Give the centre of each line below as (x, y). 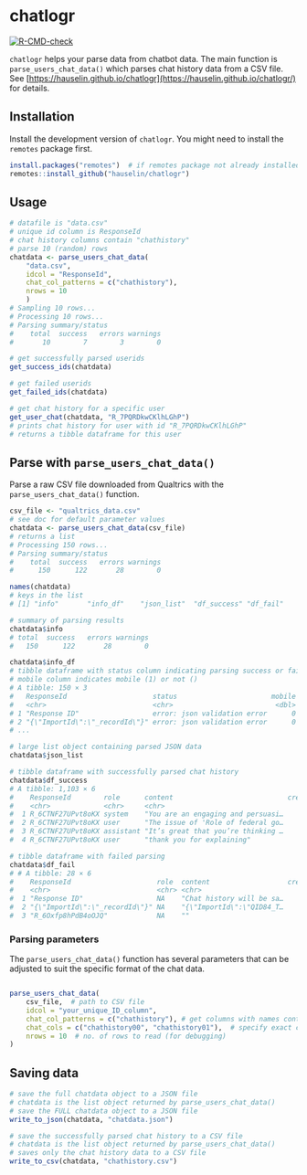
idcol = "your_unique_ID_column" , (91, 1011)
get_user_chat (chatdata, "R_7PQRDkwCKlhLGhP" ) (100, 417)
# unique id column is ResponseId (75, 232)
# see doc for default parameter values (88, 520)
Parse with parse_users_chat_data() (112, 462)
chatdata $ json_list (47, 756)
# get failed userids (51, 384)
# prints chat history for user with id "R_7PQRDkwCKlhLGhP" (128, 426)
